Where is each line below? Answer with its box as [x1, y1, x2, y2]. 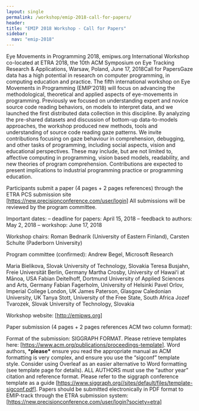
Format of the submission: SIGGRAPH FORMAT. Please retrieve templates [6, 335, 186, 342]
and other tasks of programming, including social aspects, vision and [6, 141, 176, 148]
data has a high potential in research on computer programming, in [6, 72, 170, 79]
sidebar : [6, 31, 28, 37]
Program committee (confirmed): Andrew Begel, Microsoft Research [6, 251, 174, 258]
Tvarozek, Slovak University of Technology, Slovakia [6, 300, 135, 307]
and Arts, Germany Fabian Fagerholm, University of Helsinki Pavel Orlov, [6, 281, 184, 288]
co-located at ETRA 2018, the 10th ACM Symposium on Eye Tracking [6, 59, 175, 66]
